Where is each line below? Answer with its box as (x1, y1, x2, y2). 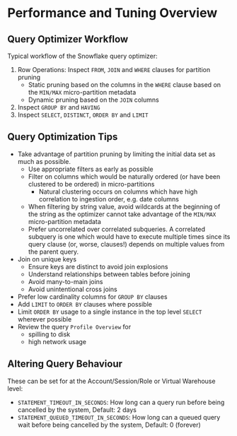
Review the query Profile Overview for (17, 322, 132, 331)
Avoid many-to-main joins (28, 277, 103, 285)
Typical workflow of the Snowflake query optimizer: (7, 52, 158, 60)
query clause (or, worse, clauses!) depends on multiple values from (28, 240, 225, 248)
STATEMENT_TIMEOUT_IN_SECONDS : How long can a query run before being (17, 398, 225, 406)
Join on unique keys (17, 254, 76, 263)
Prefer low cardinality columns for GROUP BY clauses (17, 292, 168, 301)
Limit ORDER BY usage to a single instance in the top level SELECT (17, 307, 202, 316)
